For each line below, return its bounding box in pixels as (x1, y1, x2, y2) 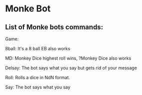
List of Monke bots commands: (5, 23, 104, 31)
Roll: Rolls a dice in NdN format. (5, 75, 70, 80)
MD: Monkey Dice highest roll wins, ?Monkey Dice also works (5, 55, 132, 61)
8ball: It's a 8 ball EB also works (5, 46, 71, 51)
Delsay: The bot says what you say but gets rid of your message (5, 65, 137, 71)
